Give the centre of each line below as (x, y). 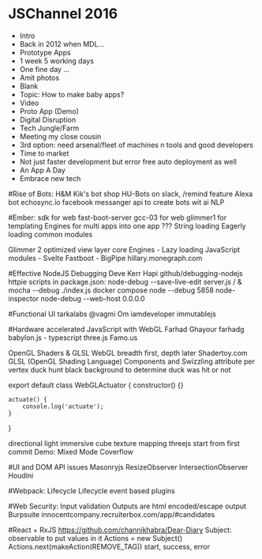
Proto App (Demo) (49, 111)
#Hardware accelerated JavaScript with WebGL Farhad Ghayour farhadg (126, 329)
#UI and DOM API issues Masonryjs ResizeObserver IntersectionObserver (128, 466)
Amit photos (39, 77)
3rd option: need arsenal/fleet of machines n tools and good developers (137, 145)
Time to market (44, 153)
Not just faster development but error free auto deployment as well (128, 161)
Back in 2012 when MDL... (62, 43)
